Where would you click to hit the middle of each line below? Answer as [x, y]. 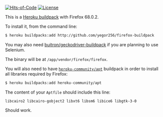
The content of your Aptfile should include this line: [58, 92]
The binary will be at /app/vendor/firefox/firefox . [56, 59]
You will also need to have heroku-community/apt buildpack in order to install [82, 69]
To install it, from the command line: [41, 26]
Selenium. [15, 50]
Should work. [18, 110]
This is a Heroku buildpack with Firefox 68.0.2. [52, 17]
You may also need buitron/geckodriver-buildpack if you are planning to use [82, 44]
